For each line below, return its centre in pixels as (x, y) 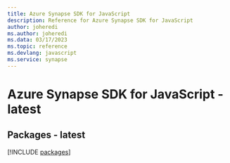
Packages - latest (46, 135)
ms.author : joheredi (38, 33)
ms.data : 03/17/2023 (38, 40)
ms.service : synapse (38, 60)
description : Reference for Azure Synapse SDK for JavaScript (100, 20)
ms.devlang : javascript (42, 53)
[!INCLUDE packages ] (39, 152)
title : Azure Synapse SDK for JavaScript (69, 14)
